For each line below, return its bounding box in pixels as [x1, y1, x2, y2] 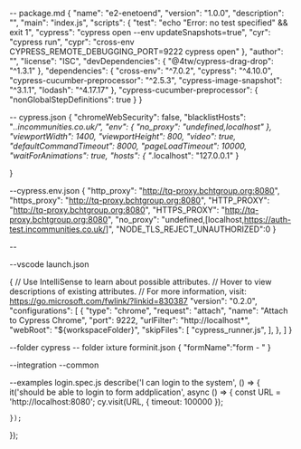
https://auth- [243, 215, 292, 224]
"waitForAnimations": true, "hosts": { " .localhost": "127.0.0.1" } [9, 150, 240, 161]
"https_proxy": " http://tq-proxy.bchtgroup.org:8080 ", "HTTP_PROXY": [9, 195, 270, 205]
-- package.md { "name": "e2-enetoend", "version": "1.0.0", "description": [9, 8, 285, 18]
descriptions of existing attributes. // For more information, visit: [9, 286, 247, 297]
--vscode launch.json [9, 259, 89, 270]
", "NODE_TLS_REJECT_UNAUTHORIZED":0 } [108, 224, 277, 234]
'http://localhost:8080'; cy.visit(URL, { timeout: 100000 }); [9, 396, 224, 406]
